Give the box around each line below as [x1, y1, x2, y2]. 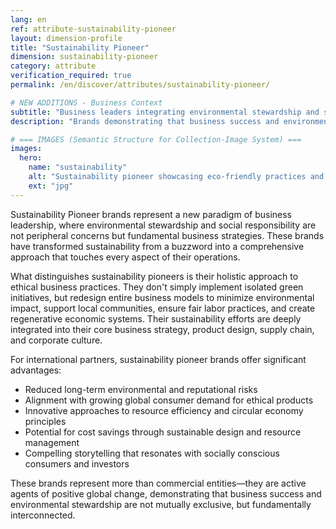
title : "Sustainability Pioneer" [10, 42, 150, 53]
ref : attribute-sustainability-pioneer [10, 24, 177, 34]
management [24, 436, 80, 448]
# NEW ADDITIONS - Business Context [10, 97, 163, 108]
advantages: [10, 364, 62, 376]
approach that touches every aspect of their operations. [10, 251, 241, 263]
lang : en [10, 14, 47, 25]
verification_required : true [10, 71, 132, 81]
